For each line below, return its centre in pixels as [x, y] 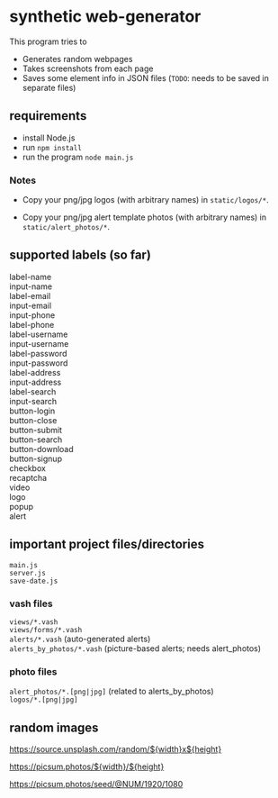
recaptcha [28, 477]
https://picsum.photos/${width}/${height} [87, 766]
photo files [33, 671]
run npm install [52, 147]
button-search [36, 440]
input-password [39, 363]
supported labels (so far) [80, 255]
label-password [38, 353]
